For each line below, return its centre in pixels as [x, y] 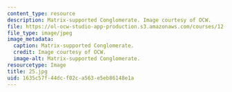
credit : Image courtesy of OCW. [60, 53]
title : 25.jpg [28, 71]
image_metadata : [30, 39]
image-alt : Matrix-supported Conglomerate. [77, 59]
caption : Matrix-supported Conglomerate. [74, 46]
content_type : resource [41, 13]
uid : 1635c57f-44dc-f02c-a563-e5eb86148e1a [71, 78]
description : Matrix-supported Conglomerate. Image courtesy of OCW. [109, 20]
